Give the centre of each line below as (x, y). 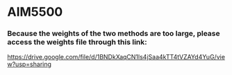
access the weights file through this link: (77, 42)
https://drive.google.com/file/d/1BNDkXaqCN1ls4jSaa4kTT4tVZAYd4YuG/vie (116, 57)
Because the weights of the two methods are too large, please (114, 34)
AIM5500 (35, 12)
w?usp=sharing (30, 64)
